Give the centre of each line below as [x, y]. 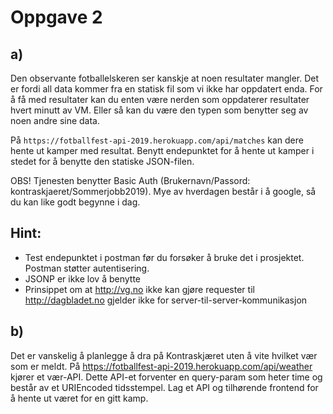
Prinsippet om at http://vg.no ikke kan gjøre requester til [139, 289]
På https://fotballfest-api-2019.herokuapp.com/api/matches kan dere [157, 140]
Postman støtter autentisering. [87, 268]
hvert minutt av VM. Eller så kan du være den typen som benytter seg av [159, 110]
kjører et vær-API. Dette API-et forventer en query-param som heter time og [166, 377]
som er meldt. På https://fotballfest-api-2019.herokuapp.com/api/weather [161, 366]
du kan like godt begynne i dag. [75, 202]
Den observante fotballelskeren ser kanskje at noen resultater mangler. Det [165, 78]
